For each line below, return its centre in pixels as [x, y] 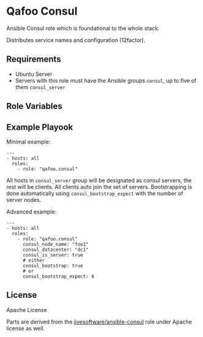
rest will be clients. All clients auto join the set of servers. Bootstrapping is [99, 187]
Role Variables [34, 106]
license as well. [26, 328]
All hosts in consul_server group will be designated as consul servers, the [99, 180]
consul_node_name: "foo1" [55, 244]
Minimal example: [28, 141]
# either [34, 260]
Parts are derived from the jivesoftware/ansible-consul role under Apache [99, 322]
